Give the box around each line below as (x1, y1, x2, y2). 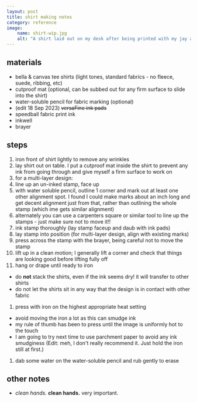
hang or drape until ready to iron (15, 262, 94, 269)
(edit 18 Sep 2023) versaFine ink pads (15, 104, 107, 112)
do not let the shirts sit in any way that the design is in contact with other (15, 285, 191, 292)
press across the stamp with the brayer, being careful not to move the (15, 237, 184, 244)
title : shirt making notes (6, 14, 72, 20)
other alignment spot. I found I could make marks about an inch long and (15, 193, 191, 200)
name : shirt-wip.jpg (17, 31, 67, 36)
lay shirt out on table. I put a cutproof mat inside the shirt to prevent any (15, 162, 188, 169)
